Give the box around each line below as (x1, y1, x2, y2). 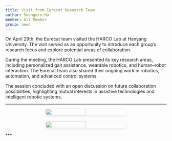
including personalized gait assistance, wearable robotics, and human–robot (5, 62, 166, 68)
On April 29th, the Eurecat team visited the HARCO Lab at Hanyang (5, 36, 147, 42)
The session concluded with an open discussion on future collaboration (5, 83, 156, 89)
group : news (5, 22, 31, 27)
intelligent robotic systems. (5, 94, 62, 100)
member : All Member (5, 17, 47, 22)
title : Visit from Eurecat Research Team (5, 7, 95, 13)
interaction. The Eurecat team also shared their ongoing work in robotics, (5, 68, 160, 74)
